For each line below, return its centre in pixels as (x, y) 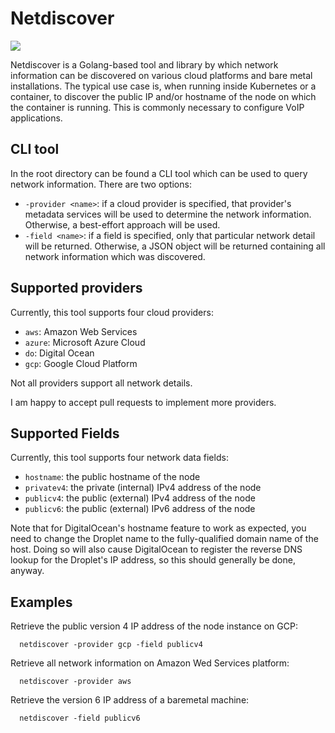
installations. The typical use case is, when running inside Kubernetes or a (163, 86)
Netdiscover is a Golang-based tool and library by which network (144, 64)
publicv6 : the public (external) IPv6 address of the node (140, 509)
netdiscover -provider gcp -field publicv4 (111, 645)
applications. (36, 118)
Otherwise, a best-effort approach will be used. (122, 224)
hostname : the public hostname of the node (112, 477)
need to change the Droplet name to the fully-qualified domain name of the (164, 539)
